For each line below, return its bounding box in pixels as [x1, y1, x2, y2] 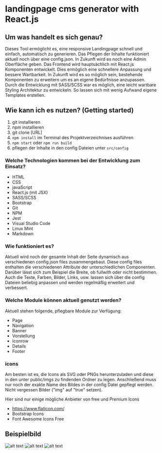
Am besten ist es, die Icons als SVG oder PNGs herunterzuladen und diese [5, 372, 154, 377]
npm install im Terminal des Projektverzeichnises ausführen [12, 134, 133, 140]
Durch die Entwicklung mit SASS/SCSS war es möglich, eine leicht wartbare [5, 82, 157, 88]
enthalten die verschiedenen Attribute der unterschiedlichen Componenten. [5, 264, 156, 270]
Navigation [12, 323, 34, 328]
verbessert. [5, 285, 28, 291]
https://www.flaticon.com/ [12, 406, 65, 411]
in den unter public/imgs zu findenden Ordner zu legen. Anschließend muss [5, 377, 157, 382]
